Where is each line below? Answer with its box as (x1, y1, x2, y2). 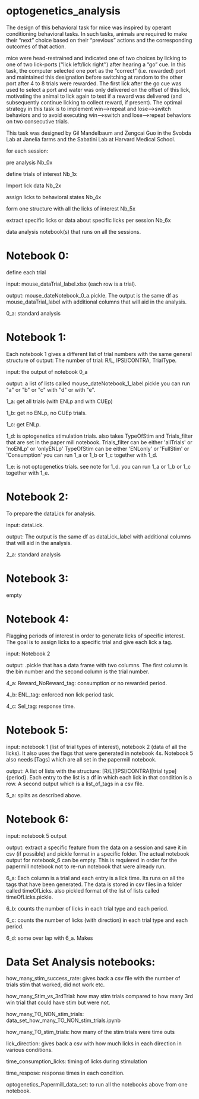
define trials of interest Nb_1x (6, 170, 77, 177)
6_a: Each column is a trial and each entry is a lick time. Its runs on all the (6, 874, 185, 881)
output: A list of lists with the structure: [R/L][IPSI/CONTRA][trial (6, 767, 163, 775)
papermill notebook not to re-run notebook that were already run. (6, 863, 166, 870)
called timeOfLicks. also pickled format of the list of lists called (6, 887, 160, 894)
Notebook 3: (6, 571, 69, 585)
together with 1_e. (6, 469, 49, 476)
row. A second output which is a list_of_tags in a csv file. (6, 780, 144, 787)
